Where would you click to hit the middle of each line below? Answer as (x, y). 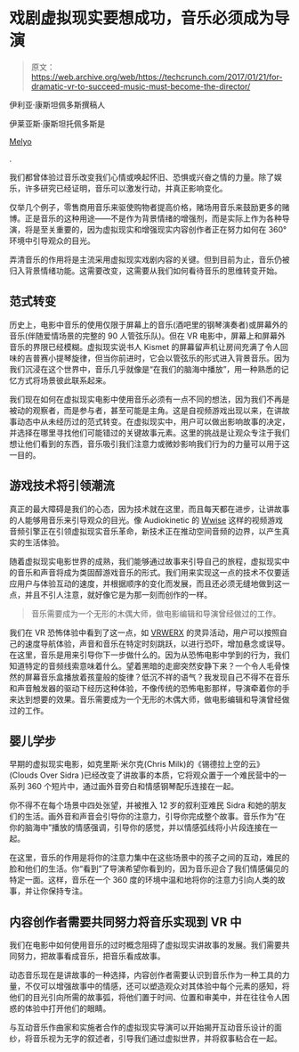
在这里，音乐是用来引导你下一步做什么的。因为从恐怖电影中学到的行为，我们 (149, 655)
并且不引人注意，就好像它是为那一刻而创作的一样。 (118, 594)
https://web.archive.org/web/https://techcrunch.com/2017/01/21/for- (157, 77)
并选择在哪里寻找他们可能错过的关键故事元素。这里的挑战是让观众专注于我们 (149, 432)
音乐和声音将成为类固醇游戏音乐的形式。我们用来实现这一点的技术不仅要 (149, 572)
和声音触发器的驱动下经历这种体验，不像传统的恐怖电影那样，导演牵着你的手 (149, 688)
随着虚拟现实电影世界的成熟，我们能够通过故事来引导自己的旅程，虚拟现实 (145, 561)
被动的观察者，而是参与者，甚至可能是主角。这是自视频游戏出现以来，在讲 (145, 410)
